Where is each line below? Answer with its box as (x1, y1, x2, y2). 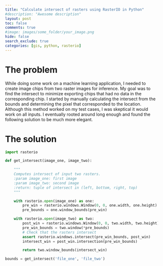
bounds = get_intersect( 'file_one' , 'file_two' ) (5, 256, 105, 262)
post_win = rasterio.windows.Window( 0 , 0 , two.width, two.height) (22, 221, 160, 226)
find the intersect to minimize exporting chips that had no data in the (5, 90, 142, 96)
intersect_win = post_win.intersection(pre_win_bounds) (22, 239, 138, 244)
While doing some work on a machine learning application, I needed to (5, 80, 146, 86)
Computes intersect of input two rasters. (14, 172, 101, 177)
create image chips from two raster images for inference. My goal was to (5, 86, 151, 91)
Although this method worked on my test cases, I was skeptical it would (5, 106, 148, 112)
